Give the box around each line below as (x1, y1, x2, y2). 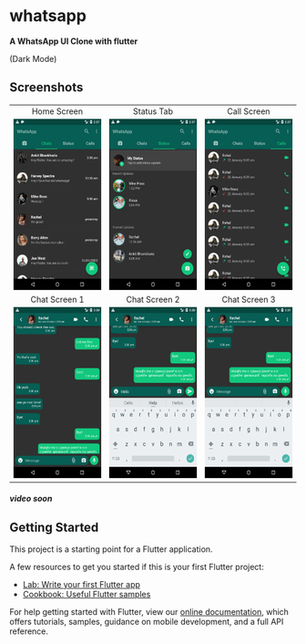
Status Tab (133, 106, 173, 117)
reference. (9, 626, 48, 637)
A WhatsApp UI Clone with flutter (9, 36, 138, 47)
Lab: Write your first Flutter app (22, 579, 141, 590)
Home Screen (31, 106, 84, 117)
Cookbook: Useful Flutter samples (22, 589, 151, 600)
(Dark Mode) (9, 53, 57, 64)
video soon (9, 493, 53, 504)
